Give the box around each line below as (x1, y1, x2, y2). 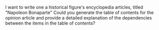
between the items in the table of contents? (5, 20, 95, 26)
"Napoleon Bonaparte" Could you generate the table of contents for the (5, 9, 154, 15)
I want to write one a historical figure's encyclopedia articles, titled (5, 4, 143, 10)
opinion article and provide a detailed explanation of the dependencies (5, 15, 152, 20)
